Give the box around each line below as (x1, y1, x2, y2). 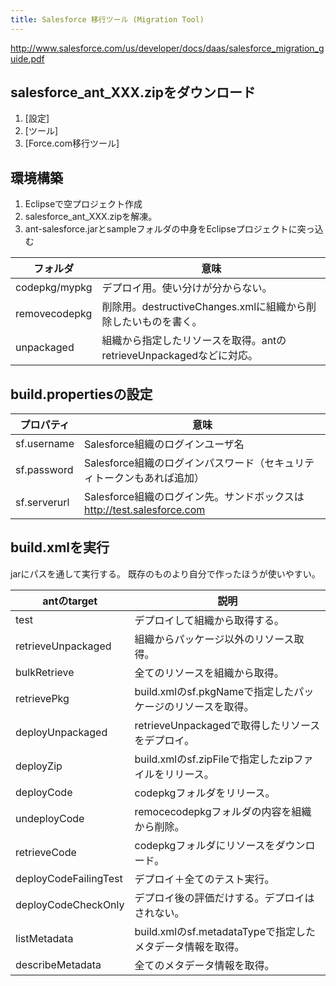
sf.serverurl (15, 496, 70, 510)
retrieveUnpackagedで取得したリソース (134, 718, 321, 732)
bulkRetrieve (15, 665, 75, 679)
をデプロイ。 (134, 733, 195, 747)
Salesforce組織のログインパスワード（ (83, 456, 265, 470)
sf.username (15, 437, 75, 451)
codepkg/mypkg (15, 281, 93, 295)
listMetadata (15, 931, 74, 945)
